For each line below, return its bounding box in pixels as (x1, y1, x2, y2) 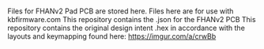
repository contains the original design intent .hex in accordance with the (7, 23, 246, 33)
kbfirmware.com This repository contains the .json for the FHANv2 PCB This (7, 15, 256, 24)
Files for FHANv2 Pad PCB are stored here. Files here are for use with (7, 6, 234, 16)
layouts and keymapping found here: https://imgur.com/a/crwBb (7, 32, 217, 41)
